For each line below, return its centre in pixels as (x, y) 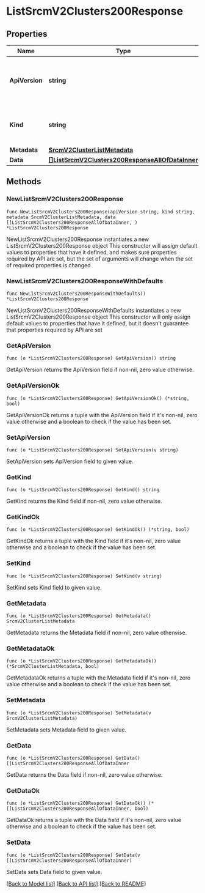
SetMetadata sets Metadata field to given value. (67, 730)
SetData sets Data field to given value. (54, 872)
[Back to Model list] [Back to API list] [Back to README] (76, 884)
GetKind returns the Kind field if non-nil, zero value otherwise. (85, 501)
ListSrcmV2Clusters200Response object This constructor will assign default (102, 245)
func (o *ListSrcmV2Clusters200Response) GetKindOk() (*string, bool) (98, 530)
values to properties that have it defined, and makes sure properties (92, 252)
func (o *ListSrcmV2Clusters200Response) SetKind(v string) (85, 576)
